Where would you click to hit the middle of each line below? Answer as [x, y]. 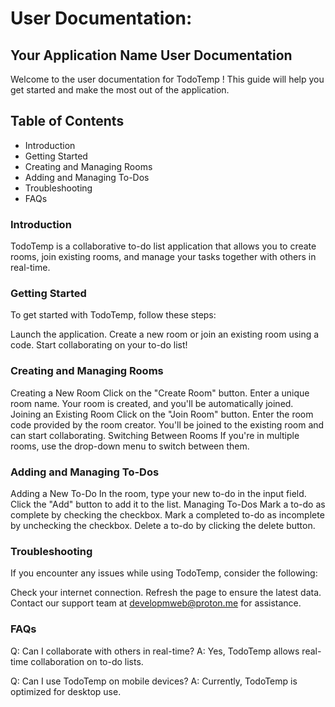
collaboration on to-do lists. [87, 661]
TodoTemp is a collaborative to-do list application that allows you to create [163, 246]
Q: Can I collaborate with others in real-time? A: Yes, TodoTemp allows [155, 651]
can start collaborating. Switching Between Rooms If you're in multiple [155, 435]
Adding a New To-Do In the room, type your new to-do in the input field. [158, 493]
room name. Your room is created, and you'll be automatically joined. [152, 403]
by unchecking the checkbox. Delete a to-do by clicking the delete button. [163, 525]
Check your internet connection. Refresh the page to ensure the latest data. [166, 593]
